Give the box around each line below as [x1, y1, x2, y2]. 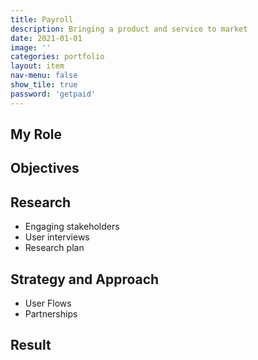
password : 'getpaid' [10, 89, 97, 99]
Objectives [10, 160, 80, 177]
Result [10, 337, 52, 354]
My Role [10, 126, 63, 143]
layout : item [10, 61, 65, 71]
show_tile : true [10, 80, 78, 90]
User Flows [24, 297, 72, 310]
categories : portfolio [10, 52, 105, 62]
